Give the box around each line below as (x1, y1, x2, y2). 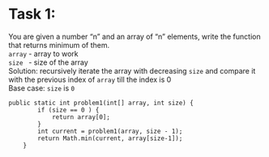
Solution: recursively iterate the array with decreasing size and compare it (8, 66, 256, 75)
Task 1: (8, 5, 56, 23)
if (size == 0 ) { (37, 106, 100, 114)
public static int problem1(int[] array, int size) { (8, 99, 194, 107)
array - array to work (8, 49, 79, 58)
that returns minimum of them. (8, 40, 110, 49)
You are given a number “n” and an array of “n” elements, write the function (8, 32, 261, 41)
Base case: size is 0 (8, 83, 75, 93)
